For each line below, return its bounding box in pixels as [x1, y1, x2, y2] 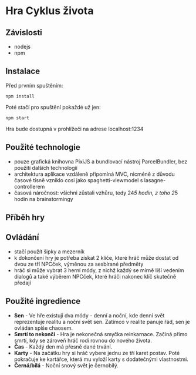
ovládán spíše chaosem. [13, 324, 73, 332]
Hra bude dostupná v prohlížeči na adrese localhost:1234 [5, 125, 144, 132]
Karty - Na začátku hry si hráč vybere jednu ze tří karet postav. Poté [13, 349, 180, 356]
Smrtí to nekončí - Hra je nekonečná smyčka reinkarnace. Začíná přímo [13, 330, 188, 337]
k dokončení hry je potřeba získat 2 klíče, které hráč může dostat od [13, 254, 179, 261]
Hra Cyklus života [5, 4, 94, 18]
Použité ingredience [5, 296, 81, 306]
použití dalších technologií [13, 164, 77, 171]
